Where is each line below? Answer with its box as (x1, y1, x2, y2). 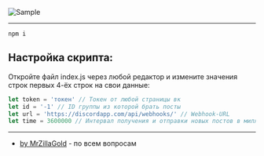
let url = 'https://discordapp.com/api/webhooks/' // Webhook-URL (8, 110, 230, 118)
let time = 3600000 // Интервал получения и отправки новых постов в (8, 118, 241, 125)
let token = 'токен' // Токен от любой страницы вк (8, 95, 181, 103)
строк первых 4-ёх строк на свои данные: (8, 80, 151, 89)
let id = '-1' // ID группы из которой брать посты (8, 103, 181, 111)
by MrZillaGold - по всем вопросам (19, 139, 137, 148)
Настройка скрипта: (8, 51, 114, 64)
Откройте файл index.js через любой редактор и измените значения (8, 71, 238, 82)
